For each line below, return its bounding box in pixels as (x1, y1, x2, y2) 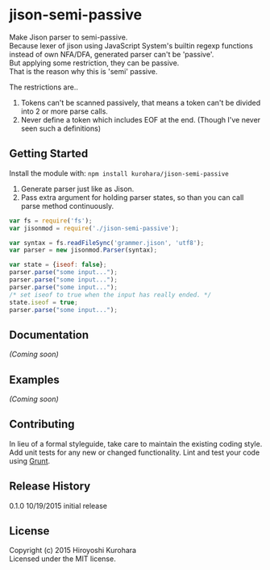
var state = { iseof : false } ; (9, 260, 107, 269)
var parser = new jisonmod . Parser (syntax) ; (9, 246, 158, 255)
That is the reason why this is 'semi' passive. (9, 66, 158, 76)
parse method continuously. (20, 201, 114, 210)
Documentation (9, 328, 89, 342)
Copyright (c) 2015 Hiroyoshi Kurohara (9, 546, 136, 555)
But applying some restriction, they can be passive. (9, 58, 180, 68)
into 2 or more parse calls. (20, 106, 108, 116)
